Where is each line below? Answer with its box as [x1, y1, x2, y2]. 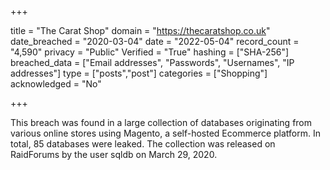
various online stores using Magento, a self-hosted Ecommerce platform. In [10, 127, 321, 139]
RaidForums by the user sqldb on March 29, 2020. [10, 149, 218, 160]
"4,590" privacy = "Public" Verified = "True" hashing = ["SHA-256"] [10, 46, 290, 58]
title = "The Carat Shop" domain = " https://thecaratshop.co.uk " [10, 25, 271, 36]
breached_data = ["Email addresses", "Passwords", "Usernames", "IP [10, 57, 295, 68]
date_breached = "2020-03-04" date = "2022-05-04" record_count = [10, 36, 300, 47]
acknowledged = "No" [10, 78, 102, 90]
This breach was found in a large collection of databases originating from [10, 117, 313, 128]
